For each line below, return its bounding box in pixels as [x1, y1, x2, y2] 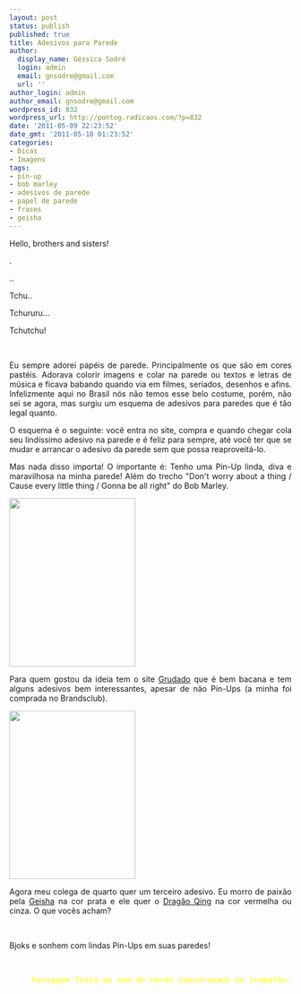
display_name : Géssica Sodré [17, 55, 126, 64]
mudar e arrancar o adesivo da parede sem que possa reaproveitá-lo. [9, 443, 266, 454]
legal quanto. [9, 407, 58, 418]
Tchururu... [9, 307, 50, 318]
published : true [9, 30, 70, 39]
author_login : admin [9, 88, 87, 97]
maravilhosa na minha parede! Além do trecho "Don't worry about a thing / [9, 470, 292, 481]
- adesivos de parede [9, 188, 90, 197]
